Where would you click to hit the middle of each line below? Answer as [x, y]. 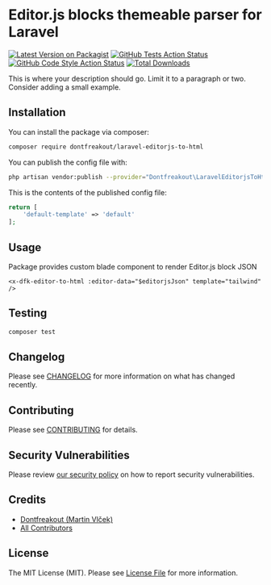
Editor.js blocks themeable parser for [135, 15]
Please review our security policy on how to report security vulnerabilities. [131, 474]
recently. [23, 385]
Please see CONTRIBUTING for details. [73, 430]
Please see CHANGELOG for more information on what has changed [122, 376]
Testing [28, 313]
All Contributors [46, 528]
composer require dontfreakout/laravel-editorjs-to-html [106, 147]
